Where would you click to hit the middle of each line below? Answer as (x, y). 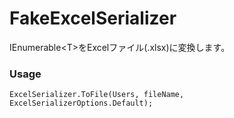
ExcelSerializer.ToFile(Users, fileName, (97, 95)
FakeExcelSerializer (93, 18)
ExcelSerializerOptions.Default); (81, 103)
